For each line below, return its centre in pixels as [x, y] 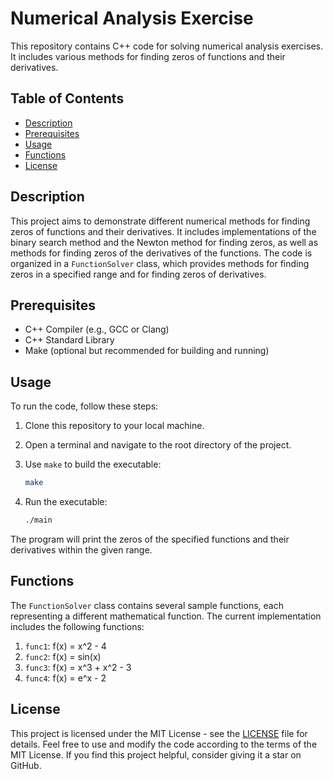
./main [38, 520]
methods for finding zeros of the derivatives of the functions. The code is [161, 253]
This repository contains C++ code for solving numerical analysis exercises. [166, 46]
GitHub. [26, 765]
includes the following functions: [77, 626]
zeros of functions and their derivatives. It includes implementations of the [163, 231]
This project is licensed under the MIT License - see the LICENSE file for [159, 733]
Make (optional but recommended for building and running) [147, 351]
